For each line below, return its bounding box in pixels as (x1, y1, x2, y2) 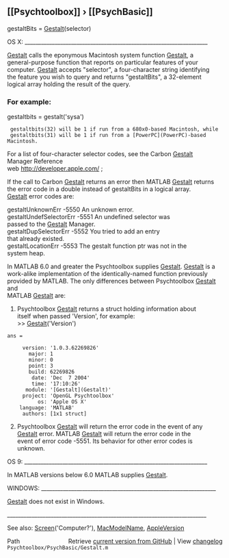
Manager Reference (7, 157, 64, 166)
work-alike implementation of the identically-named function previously (7, 270, 208, 278)
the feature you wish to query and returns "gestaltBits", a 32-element (7, 73, 202, 81)
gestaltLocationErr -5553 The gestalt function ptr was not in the (7, 242, 187, 250)
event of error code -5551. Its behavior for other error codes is (16, 437, 193, 445)
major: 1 (28, 351, 53, 357)
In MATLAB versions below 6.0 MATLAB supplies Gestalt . (7, 471, 168, 479)
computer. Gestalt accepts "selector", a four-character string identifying (7, 65, 210, 73)
